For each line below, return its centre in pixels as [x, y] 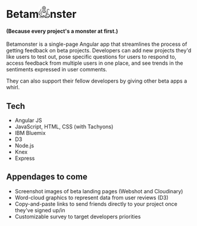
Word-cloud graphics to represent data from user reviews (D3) [91, 197]
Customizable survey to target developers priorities [78, 216]
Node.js [24, 145]
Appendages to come [47, 177]
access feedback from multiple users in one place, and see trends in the [95, 63]
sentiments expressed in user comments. [57, 70]
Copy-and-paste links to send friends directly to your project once [96, 204]
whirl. [13, 87]
